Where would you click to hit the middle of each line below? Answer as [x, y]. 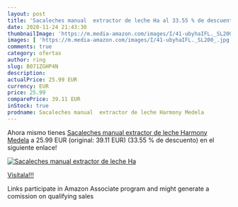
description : [27, 73]
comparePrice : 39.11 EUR [44, 100]
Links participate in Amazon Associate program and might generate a [108, 189]
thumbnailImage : [31, 34]
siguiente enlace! [32, 147]
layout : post [27, 14]
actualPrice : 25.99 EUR [42, 79]
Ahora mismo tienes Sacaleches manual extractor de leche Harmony [107, 132]
